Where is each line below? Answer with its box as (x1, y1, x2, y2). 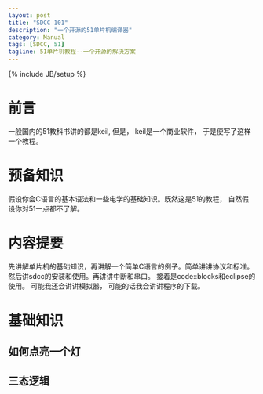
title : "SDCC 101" (8, 19, 68, 27)
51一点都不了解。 (28, 204, 84, 213)
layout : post (8, 11, 51, 20)
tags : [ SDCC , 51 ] (8, 41, 65, 49)
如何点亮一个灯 (8, 345, 81, 359)
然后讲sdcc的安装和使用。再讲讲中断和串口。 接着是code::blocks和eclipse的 (8, 271, 256, 280)
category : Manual (8, 33, 65, 42)
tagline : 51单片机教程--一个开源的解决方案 (8, 48, 136, 56)
